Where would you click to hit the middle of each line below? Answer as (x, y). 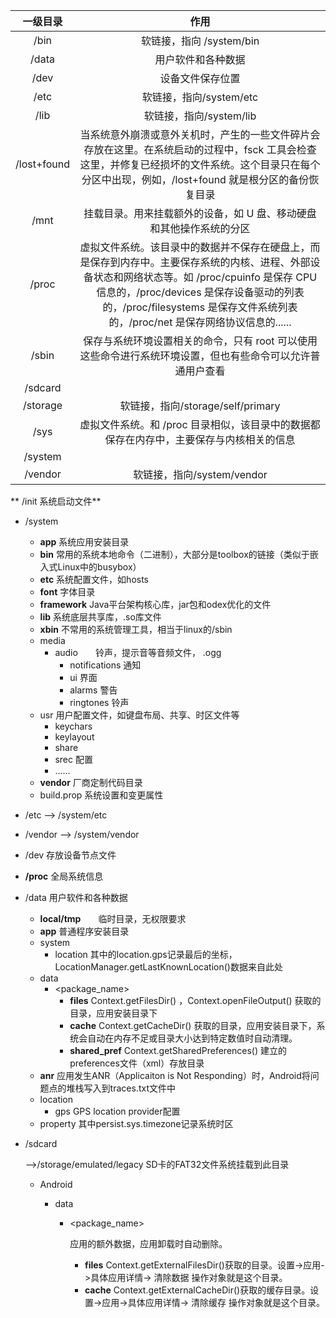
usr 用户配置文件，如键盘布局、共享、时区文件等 (139, 715)
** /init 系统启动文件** (56, 501)
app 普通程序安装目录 (84, 931)
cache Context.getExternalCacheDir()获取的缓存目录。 (197, 1290)
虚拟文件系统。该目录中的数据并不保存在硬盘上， (195, 247)
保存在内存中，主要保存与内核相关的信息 (200, 439)
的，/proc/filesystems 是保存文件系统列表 (200, 307)
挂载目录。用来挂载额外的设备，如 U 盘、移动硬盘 (200, 213)
